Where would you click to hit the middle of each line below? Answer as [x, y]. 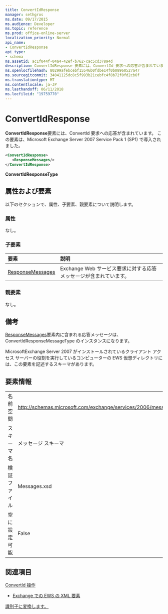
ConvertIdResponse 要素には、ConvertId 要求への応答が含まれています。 [81, 133]
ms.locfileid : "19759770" [32, 94]
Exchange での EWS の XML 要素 [46, 596]
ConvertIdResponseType [32, 174]
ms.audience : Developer [30, 24]
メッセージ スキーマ [41, 443]
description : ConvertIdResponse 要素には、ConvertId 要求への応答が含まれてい [83, 66]
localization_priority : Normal [38, 38]
